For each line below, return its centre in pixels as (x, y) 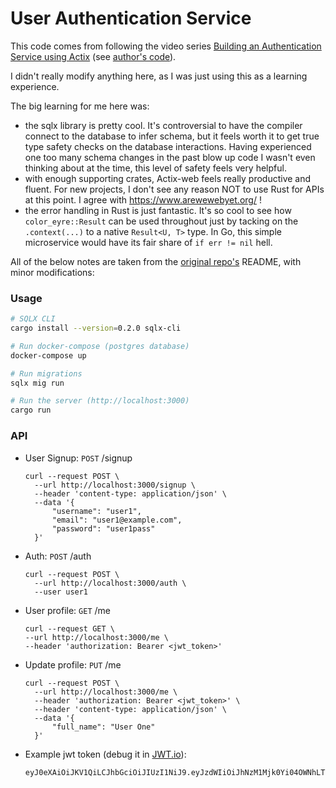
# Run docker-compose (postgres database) (100, 346)
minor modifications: (52, 272)
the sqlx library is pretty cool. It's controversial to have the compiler (163, 125)
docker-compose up (48, 355)
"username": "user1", (96, 511)
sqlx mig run (37, 383)
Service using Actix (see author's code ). (93, 56)
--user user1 (61, 592)
